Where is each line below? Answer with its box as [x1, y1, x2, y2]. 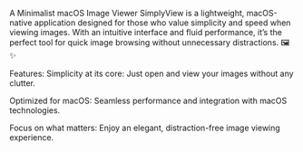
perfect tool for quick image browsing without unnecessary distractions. [9, 37, 279, 48]
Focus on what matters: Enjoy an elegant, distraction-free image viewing [9, 122, 281, 133]
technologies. [9, 105, 61, 116]
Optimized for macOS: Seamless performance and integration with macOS [9, 95, 288, 106]
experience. [9, 132, 54, 143]
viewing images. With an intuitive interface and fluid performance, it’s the [9, 27, 283, 37]
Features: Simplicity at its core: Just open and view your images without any [9, 68, 294, 79]
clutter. [9, 78, 36, 89]
